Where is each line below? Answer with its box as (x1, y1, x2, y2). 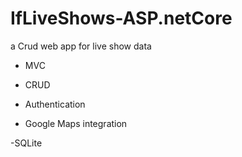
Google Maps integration (24, 117, 128, 129)
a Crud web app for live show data (10, 40, 152, 52)
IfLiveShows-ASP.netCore (10, 7, 233, 30)
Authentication (24, 98, 86, 110)
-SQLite (10, 137, 43, 149)
